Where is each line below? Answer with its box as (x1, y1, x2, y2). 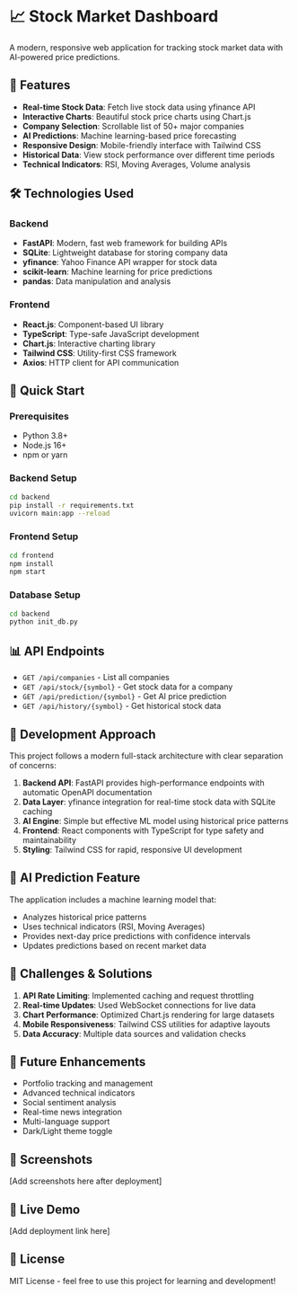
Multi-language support (22, 1116, 110, 1127)
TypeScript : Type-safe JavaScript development (22, 328, 200, 339)
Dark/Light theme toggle (22, 1126, 113, 1137)
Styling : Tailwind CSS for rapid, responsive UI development (22, 844, 242, 855)
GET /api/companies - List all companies (22, 672, 171, 683)
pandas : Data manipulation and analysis (22, 276, 171, 287)
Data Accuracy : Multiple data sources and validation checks (22, 1028, 247, 1039)
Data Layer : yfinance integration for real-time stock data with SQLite (22, 796, 276, 807)
